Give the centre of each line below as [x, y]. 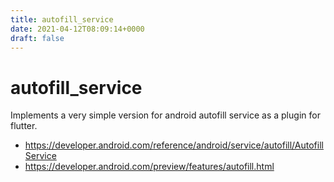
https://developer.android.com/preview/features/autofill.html [149, 167]
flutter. [24, 126]
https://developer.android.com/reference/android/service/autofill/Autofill [174, 145]
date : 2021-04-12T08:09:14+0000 [77, 29]
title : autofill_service [62, 19]
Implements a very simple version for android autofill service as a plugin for [165, 115]
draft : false [37, 38]
